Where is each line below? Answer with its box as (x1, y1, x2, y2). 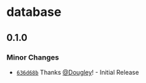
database (6, 4, 62, 20)
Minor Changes (6, 53, 59, 62)
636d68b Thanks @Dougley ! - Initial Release (16, 68, 139, 76)
